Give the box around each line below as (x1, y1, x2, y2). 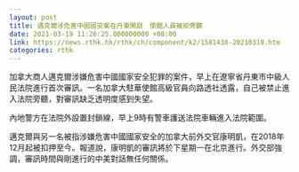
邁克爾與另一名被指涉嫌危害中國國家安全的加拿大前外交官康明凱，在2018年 (9, 131, 285, 142)
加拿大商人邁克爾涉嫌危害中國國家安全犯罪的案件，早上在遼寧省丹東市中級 (9, 72, 282, 82)
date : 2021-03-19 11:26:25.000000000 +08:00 (9, 29, 177, 38)
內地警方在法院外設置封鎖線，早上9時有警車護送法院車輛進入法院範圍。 (9, 113, 271, 123)
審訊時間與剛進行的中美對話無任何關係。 (24, 153, 174, 164)
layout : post (9, 12, 58, 22)
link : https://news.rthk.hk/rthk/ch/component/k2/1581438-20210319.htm (9, 37, 280, 47)
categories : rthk (9, 46, 74, 55)
